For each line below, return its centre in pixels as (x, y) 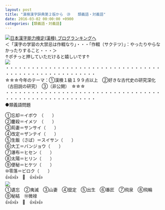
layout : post (18, 10)
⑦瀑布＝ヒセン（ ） (30, 152)
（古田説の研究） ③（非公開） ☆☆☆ (45, 86)
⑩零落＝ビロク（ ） (29, 171)
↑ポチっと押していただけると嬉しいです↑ (48, 57)
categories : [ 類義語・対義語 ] (33, 23)
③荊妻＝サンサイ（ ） (32, 128)
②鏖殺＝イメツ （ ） (31, 122)
